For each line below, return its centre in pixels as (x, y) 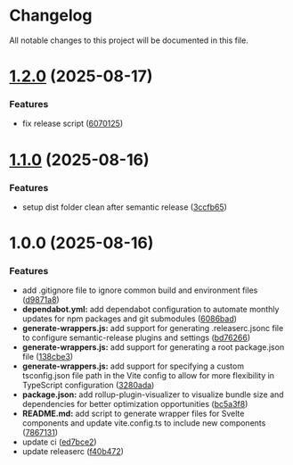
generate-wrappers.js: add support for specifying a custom (133, 366)
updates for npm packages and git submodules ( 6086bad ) (130, 319)
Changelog (51, 16)
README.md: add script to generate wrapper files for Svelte (133, 414)
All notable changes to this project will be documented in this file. (129, 40)
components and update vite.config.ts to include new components (144, 423)
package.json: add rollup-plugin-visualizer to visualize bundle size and (153, 394)
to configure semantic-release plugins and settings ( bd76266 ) (136, 338)
